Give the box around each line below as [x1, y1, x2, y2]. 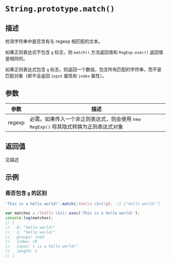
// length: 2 [5, 249, 38, 254]
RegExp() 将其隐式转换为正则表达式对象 [30, 123, 124, 130]
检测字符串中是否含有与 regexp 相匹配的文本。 [5, 38, 103, 44]
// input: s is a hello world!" [5, 244, 79, 249]
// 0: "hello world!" [5, 225, 56, 230]
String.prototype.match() [5, 4, 115, 14]
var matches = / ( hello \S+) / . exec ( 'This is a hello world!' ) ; [5, 211, 140, 216]
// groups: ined [5, 234, 44, 240]
